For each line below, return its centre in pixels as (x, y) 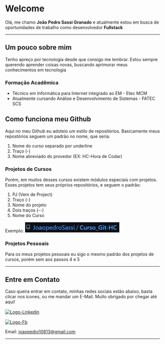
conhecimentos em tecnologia (36, 70)
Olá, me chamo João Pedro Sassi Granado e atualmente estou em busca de (82, 22)
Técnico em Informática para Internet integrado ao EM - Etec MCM (80, 94)
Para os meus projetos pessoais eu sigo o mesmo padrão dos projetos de (80, 254)
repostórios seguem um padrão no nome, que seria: (58, 136)
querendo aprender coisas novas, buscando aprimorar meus (66, 64)
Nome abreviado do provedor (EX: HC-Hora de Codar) (67, 156)
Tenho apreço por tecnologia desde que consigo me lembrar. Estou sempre (82, 59)
